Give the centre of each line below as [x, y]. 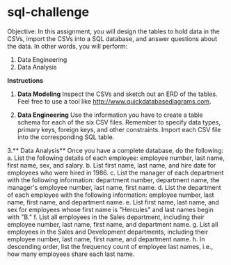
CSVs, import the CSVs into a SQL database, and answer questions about [112, 38]
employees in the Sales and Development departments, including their [108, 232]
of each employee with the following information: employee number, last [111, 195]
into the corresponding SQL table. [66, 137]
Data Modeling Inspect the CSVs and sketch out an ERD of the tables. [117, 94]
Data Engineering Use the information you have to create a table [110, 115]
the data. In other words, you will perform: [67, 46]
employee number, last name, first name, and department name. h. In [106, 239]
